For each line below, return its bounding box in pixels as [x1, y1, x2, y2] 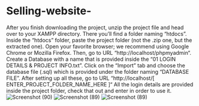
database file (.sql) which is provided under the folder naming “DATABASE [6, 68, 189, 75]
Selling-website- [6, 4, 92, 18]
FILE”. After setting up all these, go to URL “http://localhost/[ [6, 74, 155, 82]
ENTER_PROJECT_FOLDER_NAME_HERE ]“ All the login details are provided [6, 80, 194, 88]
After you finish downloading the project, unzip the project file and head [6, 24, 184, 31]
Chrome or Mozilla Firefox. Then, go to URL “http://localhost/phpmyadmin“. [6, 49, 192, 56]
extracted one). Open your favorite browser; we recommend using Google [6, 43, 189, 50]
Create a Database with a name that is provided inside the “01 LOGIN [6, 55, 176, 63]
